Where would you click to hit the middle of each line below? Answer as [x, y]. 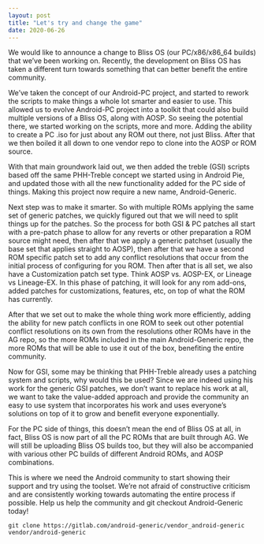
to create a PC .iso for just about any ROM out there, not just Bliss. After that [132, 135]
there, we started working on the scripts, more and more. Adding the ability [130, 126]
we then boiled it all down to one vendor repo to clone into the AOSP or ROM [132, 143]
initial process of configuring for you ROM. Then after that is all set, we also [131, 266]
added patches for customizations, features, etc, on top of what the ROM [127, 291]
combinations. [31, 463]
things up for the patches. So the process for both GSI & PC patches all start [132, 224]
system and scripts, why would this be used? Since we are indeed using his [131, 380]
